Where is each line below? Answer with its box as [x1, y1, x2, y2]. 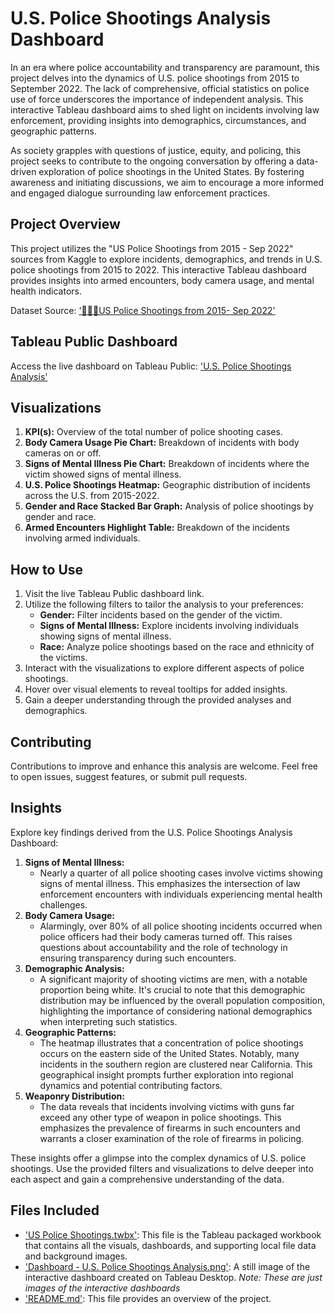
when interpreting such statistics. [39, 1015, 178, 1027]
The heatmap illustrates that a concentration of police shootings [39, 1037, 304, 1049]
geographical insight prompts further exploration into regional [39, 1068, 294, 1081]
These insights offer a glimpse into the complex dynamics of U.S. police [10, 1152, 307, 1164]
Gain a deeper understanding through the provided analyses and [24, 694, 292, 706]
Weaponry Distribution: [24, 1090, 125, 1102]
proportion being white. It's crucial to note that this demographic [39, 983, 306, 996]
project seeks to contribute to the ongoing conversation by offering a [10, 155, 295, 167]
